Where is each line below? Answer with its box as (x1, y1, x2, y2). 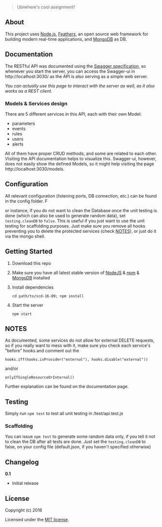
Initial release (12, 480, 39, 486)
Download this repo (12, 260, 51, 266)
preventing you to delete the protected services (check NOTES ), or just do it (5, 228, 157, 234)
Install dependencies (12, 284, 54, 290)
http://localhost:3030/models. (5, 166, 65, 172)
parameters (12, 120, 35, 126)
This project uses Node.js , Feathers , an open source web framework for (5, 31, 148, 37)
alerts (12, 141, 24, 147)
